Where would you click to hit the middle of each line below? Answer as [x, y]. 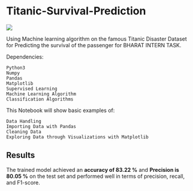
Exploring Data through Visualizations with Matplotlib [77, 137]
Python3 [16, 68]
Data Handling [24, 121]
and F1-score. [23, 182]
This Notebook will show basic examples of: [61, 110]
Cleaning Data [24, 132]
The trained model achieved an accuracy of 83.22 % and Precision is [93, 169]
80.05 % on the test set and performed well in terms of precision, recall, [96, 176]
